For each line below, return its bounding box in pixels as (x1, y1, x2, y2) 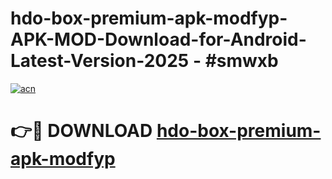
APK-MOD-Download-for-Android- (10, 28, 307, 51)
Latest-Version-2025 (10, 50, 190, 72)
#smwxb (204, 50, 279, 72)
